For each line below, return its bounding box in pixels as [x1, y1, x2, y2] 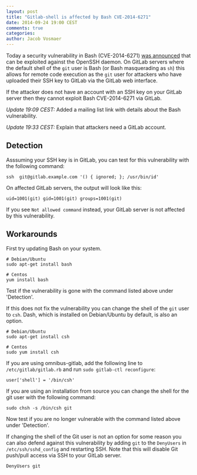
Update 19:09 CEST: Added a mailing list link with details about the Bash [6, 106, 181, 113]
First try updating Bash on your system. [6, 245, 102, 252]
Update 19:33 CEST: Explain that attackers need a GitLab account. [6, 124, 166, 131]
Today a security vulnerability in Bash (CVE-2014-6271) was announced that [6, 52, 191, 59]
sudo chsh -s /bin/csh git [6, 405, 72, 411]
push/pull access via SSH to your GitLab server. [6, 451, 122, 459]
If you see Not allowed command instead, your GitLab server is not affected [6, 206, 185, 213]
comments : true [6, 25, 44, 31]
